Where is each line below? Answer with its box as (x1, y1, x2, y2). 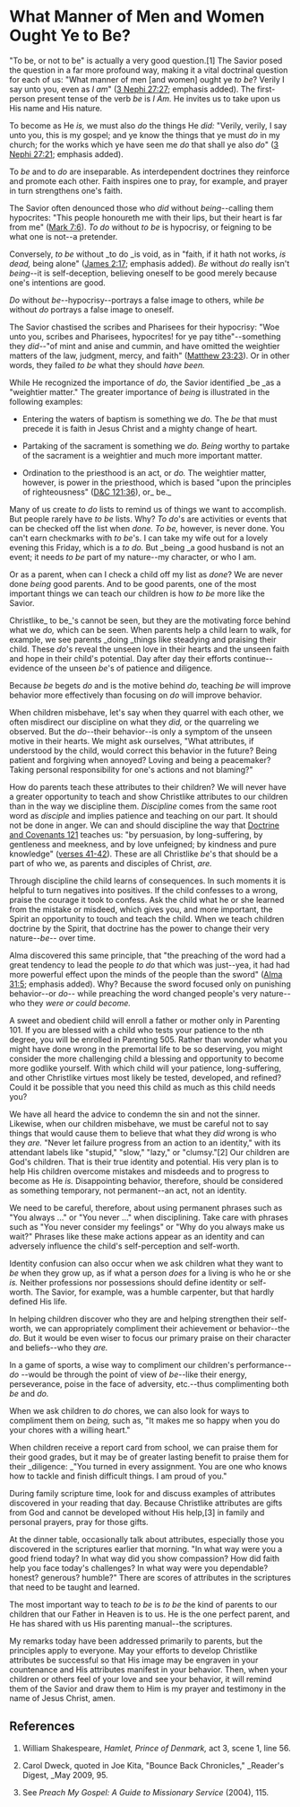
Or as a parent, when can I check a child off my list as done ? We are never (9, 568, 284, 580)
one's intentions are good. (9, 276, 106, 288)
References (9, 1719, 75, 1734)
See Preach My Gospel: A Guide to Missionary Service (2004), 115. (21, 1786, 270, 1797)
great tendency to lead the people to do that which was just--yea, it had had (9, 959, 290, 970)
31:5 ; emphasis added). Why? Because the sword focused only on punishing (9, 978, 291, 989)
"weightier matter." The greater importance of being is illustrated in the (9, 386, 270, 397)
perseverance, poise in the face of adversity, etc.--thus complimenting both (9, 1378, 289, 1389)
